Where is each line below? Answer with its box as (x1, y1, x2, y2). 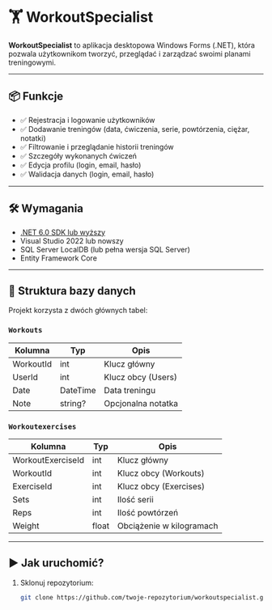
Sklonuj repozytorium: (19, 578, 95, 587)
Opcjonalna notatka (104, 397, 178, 409)
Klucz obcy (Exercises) (117, 481, 205, 492)
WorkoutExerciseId (12, 454, 85, 465)
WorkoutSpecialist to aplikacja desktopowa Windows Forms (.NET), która (8, 40, 255, 50)
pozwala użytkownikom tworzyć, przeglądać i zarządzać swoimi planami (8, 49, 251, 58)
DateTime (59, 384, 96, 396)
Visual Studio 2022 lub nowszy (19, 235, 124, 245)
